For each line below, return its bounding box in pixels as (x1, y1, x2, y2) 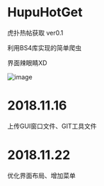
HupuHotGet (7, 4, 83, 21)
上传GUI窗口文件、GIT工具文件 (7, 122, 97, 130)
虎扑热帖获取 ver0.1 (7, 28, 64, 37)
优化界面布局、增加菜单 (7, 171, 76, 180)
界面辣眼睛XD (7, 58, 47, 67)
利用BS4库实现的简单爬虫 (7, 43, 82, 52)
